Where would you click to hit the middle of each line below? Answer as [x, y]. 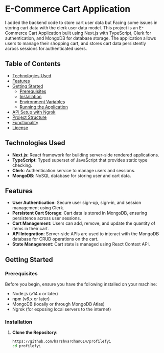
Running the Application [44, 107]
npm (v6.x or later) [31, 299]
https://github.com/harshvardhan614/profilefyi [61, 342]
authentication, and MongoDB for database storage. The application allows [81, 38]
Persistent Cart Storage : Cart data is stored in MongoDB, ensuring [80, 213]
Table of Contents [33, 64]
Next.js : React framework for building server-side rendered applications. [85, 154]
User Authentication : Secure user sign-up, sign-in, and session [77, 203]
